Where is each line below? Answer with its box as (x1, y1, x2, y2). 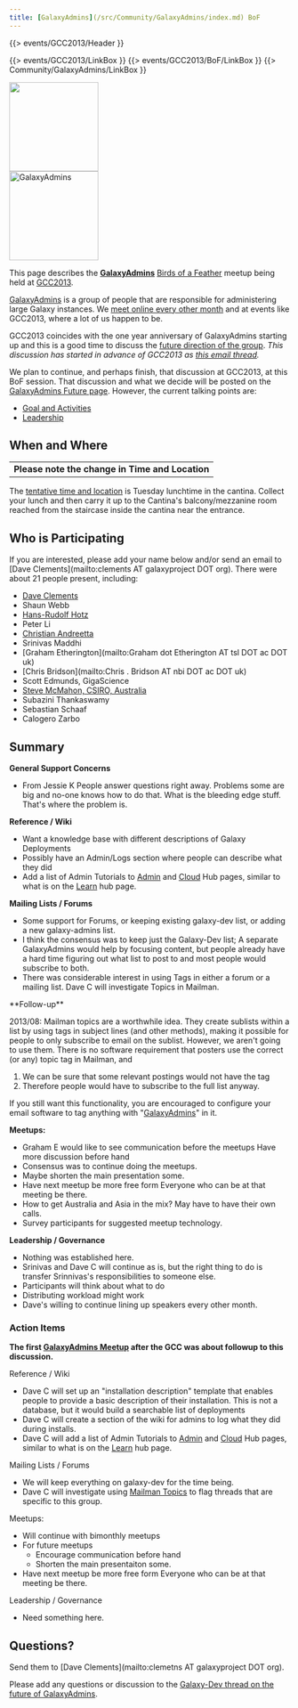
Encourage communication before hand (35, 1549, 181, 1560)
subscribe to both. (21, 963, 90, 973)
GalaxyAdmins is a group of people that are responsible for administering (9, 294, 278, 305)
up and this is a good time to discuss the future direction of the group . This (9, 339, 284, 350)
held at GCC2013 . (9, 277, 74, 288)
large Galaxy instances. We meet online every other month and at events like (9, 304, 290, 314)
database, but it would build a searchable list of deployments (21, 1404, 246, 1416)
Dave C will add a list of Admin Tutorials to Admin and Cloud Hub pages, (21, 1433, 287, 1444)
